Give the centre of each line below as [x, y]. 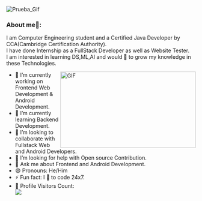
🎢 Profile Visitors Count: [44, 186]
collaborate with [35, 139]
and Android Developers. [46, 151]
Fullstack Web [32, 145]
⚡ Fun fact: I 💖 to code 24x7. [50, 178]
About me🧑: [24, 25]
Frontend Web [32, 88]
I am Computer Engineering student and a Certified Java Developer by [93, 38]
